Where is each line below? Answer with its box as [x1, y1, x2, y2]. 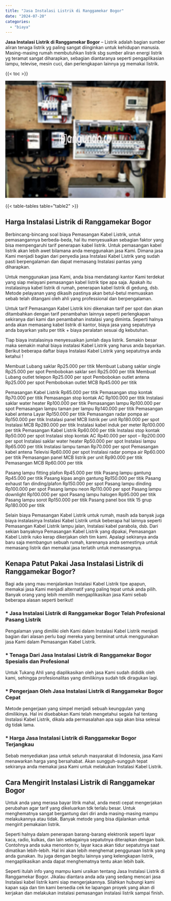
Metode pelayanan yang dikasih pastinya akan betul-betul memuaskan [5, 290, 154, 296]
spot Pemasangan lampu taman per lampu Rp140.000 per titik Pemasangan [5, 405, 163, 411]
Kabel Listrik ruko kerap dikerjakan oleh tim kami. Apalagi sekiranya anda [5, 533, 159, 540]
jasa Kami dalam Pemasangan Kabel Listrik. [5, 639, 97, 645]
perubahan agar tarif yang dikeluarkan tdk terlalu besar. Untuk [5, 805, 136, 811]
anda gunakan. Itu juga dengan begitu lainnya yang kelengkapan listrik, [5, 853, 154, 859]
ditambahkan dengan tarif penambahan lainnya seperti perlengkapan [5, 310, 150, 316]
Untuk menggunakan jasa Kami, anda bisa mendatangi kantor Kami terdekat [5, 274, 164, 280]
